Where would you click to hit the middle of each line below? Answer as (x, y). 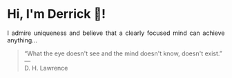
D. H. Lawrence (46, 68)
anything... (22, 40)
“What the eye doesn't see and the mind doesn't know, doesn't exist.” (123, 53)
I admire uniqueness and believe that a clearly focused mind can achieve (116, 33)
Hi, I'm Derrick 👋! (56, 14)
